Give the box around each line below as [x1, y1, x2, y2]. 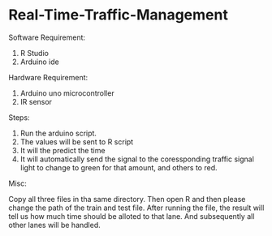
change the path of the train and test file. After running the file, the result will [8, 203, 265, 212]
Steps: [8, 112, 30, 122]
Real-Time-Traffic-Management [8, 6, 229, 24]
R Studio [19, 48, 49, 58]
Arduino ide [19, 57, 59, 67]
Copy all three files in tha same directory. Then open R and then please [8, 194, 246, 204]
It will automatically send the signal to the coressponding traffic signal [19, 154, 254, 164]
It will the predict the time [19, 145, 106, 155]
